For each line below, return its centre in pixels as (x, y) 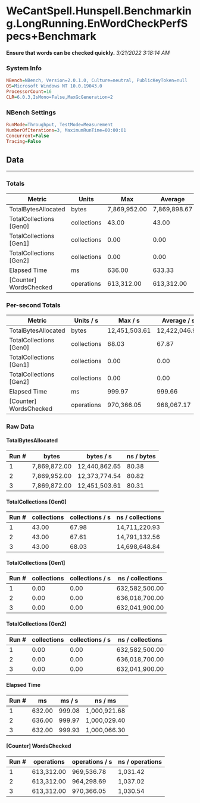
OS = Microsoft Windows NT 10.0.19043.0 (54, 86)
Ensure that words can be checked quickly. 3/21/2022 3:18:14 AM (88, 52)
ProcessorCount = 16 (29, 91)
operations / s (92, 762)
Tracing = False (24, 141)
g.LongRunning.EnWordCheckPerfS (97, 24)
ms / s (69, 701)
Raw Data (20, 426)
